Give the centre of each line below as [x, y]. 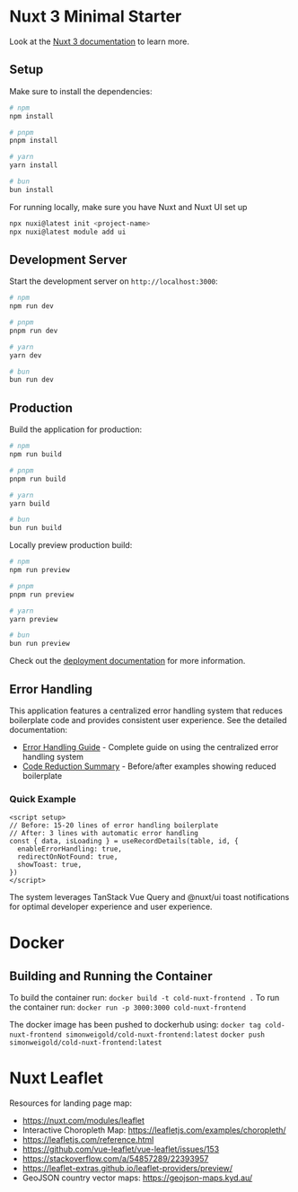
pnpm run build [38, 479]
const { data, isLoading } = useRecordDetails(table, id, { [124, 842]
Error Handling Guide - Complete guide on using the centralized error [150, 746]
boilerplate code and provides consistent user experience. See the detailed [148, 720]
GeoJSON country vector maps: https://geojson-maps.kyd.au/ [137, 1178]
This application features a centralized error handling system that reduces [146, 711]
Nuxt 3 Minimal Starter [96, 17]
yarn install [34, 165]
